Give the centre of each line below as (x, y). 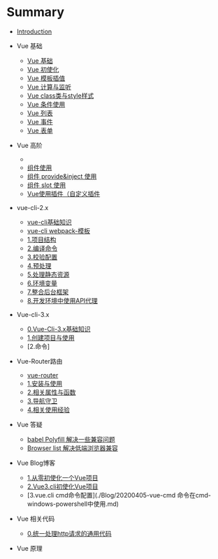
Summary (35, 12)
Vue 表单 (40, 131)
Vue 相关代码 (36, 519)
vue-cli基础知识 (50, 222)
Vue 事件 (40, 121)
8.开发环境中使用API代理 (63, 300)
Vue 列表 (40, 113)
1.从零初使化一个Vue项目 (63, 477)
